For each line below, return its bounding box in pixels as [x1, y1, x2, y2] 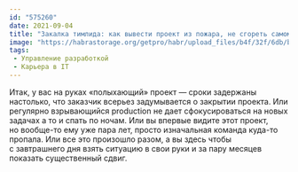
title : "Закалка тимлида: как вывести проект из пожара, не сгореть [9, 29, 268, 38]
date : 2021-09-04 [9, 21, 74, 30]
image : [9, 37, 34, 47]
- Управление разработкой [12, 54, 109, 63]
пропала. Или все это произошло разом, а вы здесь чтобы [9, 134, 232, 145]
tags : [9, 46, 29, 55]
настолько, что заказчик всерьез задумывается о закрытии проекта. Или [9, 96, 288, 106]
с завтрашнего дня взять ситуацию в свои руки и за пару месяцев [9, 143, 263, 153]
